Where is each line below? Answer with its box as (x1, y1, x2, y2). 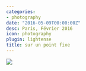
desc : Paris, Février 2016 (6, 25, 73, 32)
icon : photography (6, 31, 52, 37)
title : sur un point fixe (6, 42, 70, 48)
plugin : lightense (6, 36, 52, 42)
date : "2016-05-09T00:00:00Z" (6, 20, 81, 26)
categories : (6, 8, 36, 15)
